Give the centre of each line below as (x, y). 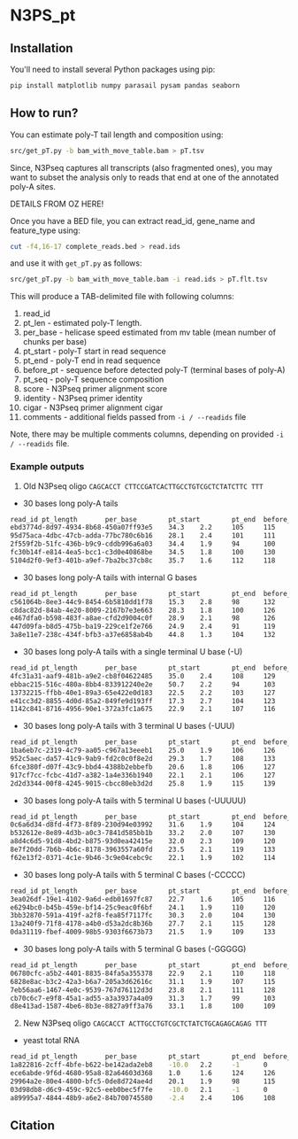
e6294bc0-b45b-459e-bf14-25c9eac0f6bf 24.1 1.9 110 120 (143, 907)
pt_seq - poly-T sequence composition (93, 380)
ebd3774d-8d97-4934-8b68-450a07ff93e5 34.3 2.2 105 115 (143, 528)
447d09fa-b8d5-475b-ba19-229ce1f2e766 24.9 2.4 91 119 (143, 627)
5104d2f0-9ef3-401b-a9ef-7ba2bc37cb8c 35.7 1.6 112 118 (143, 560)
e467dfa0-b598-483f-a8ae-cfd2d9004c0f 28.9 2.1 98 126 (143, 618)
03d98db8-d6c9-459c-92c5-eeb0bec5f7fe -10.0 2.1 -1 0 (139, 1089)
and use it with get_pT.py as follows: (76, 263)
